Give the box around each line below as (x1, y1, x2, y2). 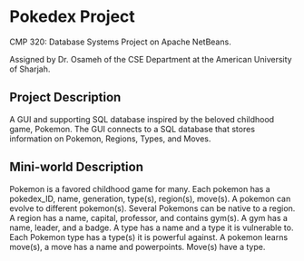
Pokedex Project (9, 6, 136, 27)
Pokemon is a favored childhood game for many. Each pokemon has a (9, 183, 270, 194)
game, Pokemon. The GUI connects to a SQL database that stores (9, 123, 256, 134)
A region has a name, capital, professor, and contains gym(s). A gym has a (9, 212, 289, 223)
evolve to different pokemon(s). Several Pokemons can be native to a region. (9, 202, 296, 214)
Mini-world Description (9, 159, 143, 175)
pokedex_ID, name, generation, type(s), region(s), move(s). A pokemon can (9, 193, 291, 204)
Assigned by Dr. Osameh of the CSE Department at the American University (9, 53, 292, 64)
